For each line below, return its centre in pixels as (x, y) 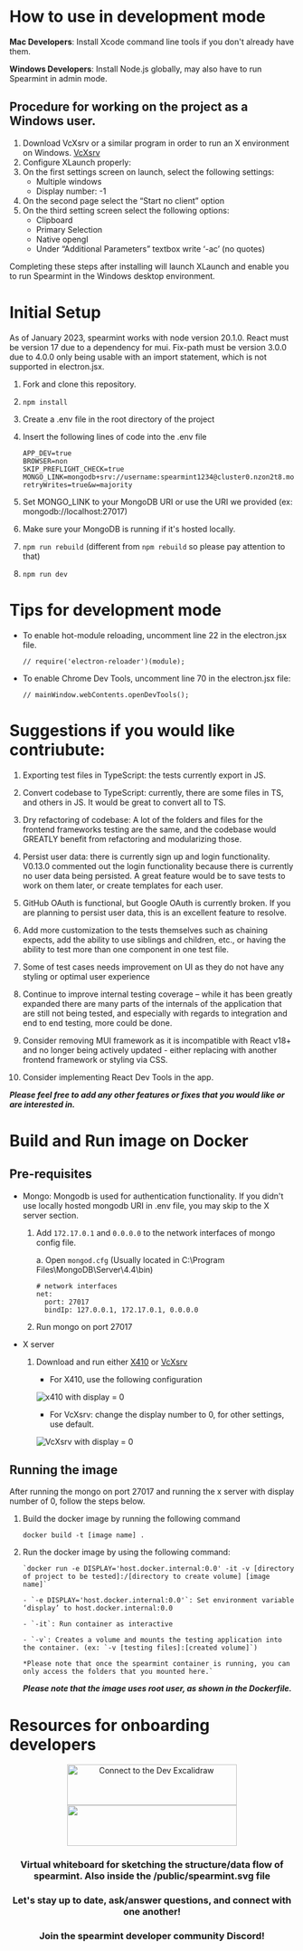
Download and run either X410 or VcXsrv (112, 1362)
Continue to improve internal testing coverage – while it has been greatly (157, 994)
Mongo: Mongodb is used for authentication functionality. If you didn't (153, 1196)
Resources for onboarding (109, 1725)
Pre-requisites (51, 1174)
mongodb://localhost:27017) (75, 511)
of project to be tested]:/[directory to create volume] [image (146, 1577)
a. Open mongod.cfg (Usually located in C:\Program (130, 1259)
